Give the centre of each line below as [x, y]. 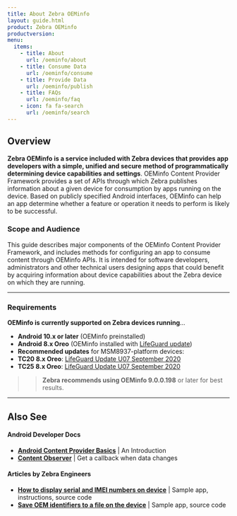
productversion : [31, 34]
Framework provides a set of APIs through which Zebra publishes [102, 180]
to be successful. [32, 211]
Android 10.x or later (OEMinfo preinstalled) [81, 336]
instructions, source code [55, 497]
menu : [15, 40]
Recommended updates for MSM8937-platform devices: [101, 352]
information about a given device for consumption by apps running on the [114, 188]
